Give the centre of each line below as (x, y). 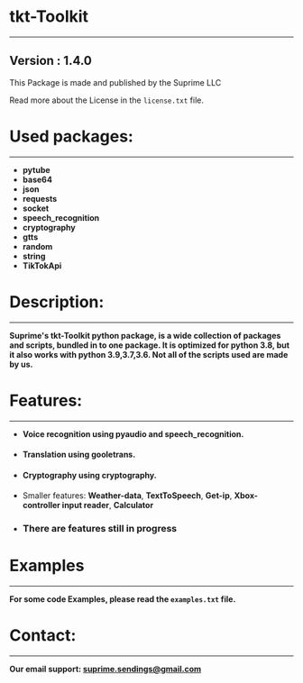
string (34, 256)
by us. (21, 364)
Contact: (43, 636)
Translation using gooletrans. (79, 455)
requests (40, 198)
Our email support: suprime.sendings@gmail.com (106, 669)
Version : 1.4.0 (50, 61)
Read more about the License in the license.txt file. (107, 100)
